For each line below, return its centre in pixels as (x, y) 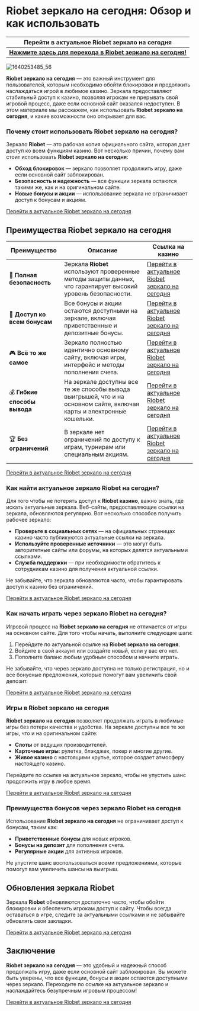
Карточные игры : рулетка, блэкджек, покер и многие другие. (94, 751)
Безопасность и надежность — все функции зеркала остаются (96, 181)
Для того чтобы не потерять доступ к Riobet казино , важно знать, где (95, 501)
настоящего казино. (40, 763)
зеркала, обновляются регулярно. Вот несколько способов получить (94, 513)
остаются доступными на (101, 311)
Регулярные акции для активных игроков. (69, 852)
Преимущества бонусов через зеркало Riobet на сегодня (94, 808)
